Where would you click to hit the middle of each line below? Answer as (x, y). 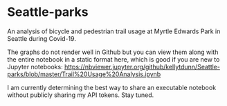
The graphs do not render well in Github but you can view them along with (113, 52)
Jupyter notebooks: (35, 67)
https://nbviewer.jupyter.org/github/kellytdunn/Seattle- (142, 67)
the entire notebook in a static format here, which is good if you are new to (113, 59)
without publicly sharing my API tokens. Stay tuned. (81, 95)
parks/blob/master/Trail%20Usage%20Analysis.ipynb (84, 74)
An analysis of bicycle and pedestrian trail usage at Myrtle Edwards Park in (114, 31)
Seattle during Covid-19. (42, 38)
